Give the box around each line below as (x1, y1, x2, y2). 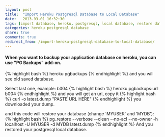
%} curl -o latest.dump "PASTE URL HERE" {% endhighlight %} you (5, 96, 141, 102)
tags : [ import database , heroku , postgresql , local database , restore (5, 21, 153, 26)
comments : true (5, 35, 36, 40)
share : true (5, 30, 29, 35)
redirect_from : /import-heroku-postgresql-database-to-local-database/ (5, 39, 155, 44)
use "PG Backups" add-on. (5, 60, 62, 66)
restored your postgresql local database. (5, 126, 87, 132)
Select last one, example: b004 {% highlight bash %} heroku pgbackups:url (5, 85, 158, 91)
